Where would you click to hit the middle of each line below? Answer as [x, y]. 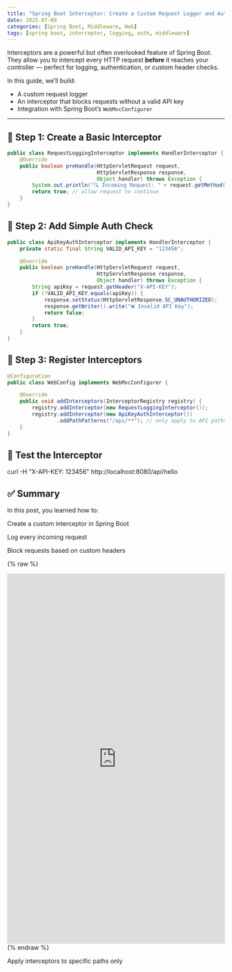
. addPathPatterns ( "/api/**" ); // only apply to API [132, 421]
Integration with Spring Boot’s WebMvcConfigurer [85, 109]
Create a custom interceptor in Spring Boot [68, 524]
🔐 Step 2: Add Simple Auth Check [80, 226]
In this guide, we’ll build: [41, 81]
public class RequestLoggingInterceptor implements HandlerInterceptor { [116, 153]
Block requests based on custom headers [66, 551]
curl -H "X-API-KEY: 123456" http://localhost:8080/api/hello [93, 472]
